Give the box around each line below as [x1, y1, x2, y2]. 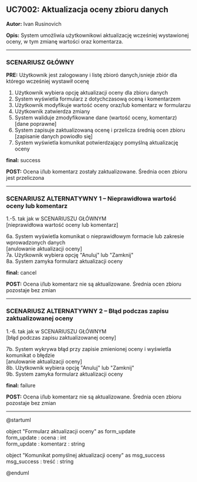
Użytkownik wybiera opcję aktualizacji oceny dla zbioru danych [14, 89, 168, 96]
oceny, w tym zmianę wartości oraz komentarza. [6, 38, 124, 45]
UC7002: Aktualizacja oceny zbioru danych [6, 5, 169, 15]
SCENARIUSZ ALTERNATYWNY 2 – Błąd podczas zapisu [6, 307, 169, 315]
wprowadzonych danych [6, 239, 66, 246]
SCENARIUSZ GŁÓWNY [6, 58, 74, 66]
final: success [6, 157, 41, 164]
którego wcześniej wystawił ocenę [6, 78, 90, 85]
